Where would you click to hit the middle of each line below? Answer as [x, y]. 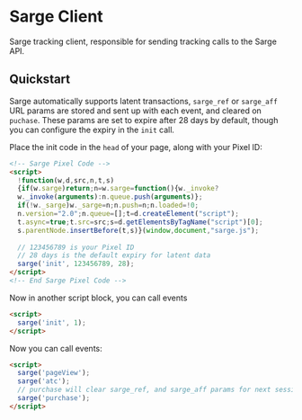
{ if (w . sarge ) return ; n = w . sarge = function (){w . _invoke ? [118, 189]
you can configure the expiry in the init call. [92, 130]
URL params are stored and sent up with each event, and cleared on [136, 111]
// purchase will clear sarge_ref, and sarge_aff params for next [144, 390]
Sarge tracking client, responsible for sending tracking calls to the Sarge [143, 41]
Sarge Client [56, 17]
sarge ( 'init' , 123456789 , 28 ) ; [76, 264]
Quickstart [40, 80]
